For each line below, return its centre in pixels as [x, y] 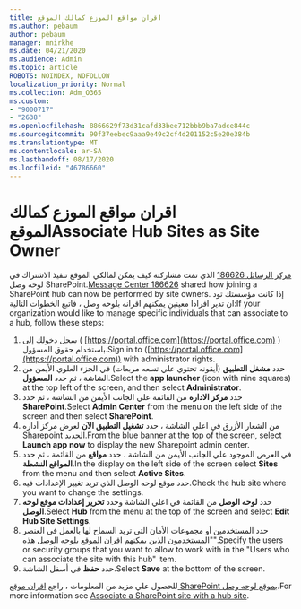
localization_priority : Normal [68, 84]
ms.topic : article [43, 68]
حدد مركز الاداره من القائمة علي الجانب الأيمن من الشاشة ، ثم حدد [133, 397]
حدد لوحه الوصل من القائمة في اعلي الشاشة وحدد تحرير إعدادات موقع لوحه [147, 502]
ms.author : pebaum [43, 26]
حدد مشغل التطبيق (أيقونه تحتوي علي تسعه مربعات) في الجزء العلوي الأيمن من [153, 369]
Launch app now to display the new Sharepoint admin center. [136, 445]
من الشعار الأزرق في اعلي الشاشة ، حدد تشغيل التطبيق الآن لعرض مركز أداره [150, 426]
